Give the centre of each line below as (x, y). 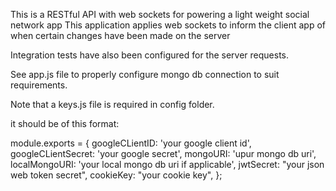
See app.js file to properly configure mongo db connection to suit (145, 74)
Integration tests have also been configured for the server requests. (150, 55)
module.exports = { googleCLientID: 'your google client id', (131, 143)
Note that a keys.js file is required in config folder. (112, 104)
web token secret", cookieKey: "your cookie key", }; (116, 175)
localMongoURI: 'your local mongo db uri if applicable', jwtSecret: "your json (167, 164)
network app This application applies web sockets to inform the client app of (168, 25)
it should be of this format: (65, 123)
